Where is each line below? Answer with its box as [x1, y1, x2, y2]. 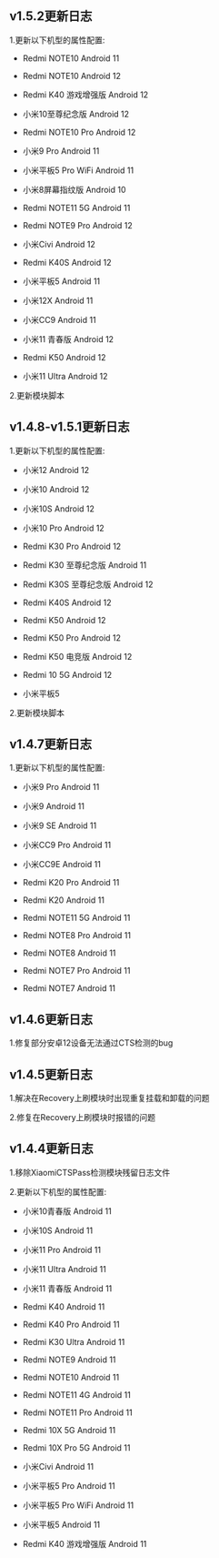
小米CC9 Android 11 [22, 314, 97, 325]
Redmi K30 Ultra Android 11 [22, 1336, 125, 1347]
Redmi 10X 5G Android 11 [22, 1424, 116, 1435]
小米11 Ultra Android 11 [22, 1263, 107, 1274]
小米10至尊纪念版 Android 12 [22, 108, 130, 119]
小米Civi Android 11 [22, 1461, 94, 1472]
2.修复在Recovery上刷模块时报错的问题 [9, 1112, 156, 1123]
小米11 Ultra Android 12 [22, 370, 108, 381]
